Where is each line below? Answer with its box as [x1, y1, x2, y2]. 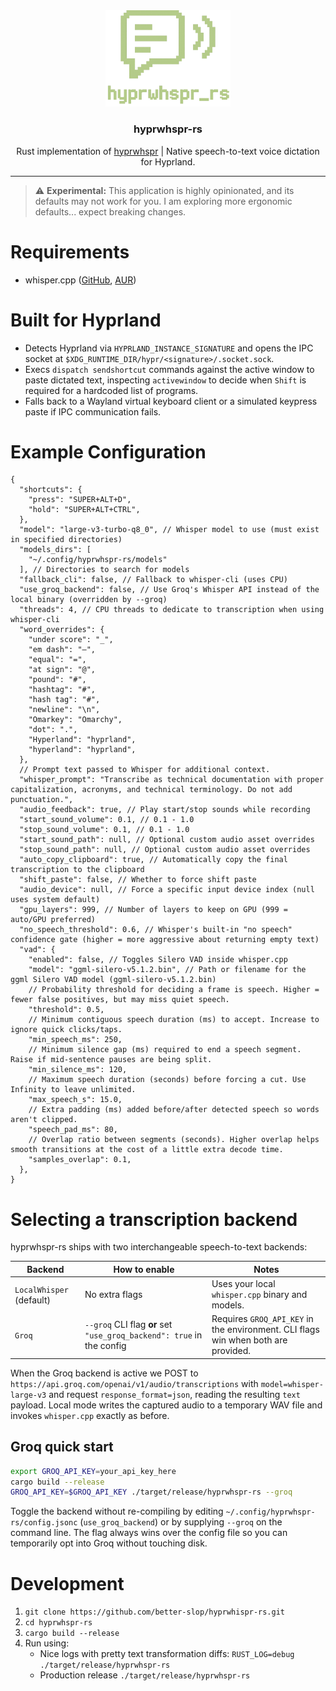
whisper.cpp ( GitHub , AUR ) [24, 274, 137, 286]
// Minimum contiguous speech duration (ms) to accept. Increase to [28, 1015, 320, 1025]
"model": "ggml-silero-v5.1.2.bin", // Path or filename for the [28, 965, 307, 975]
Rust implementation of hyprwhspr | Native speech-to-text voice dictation [16, 145, 320, 157]
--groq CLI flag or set [84, 1318, 173, 1330]
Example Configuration [10, 440, 207, 463]
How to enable [113, 1263, 175, 1275]
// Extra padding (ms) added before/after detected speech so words [28, 1105, 320, 1115]
